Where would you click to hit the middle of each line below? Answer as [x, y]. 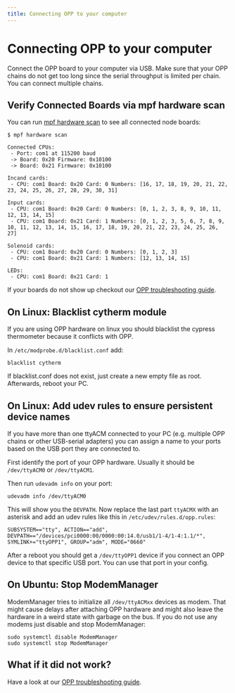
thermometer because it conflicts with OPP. [70, 337]
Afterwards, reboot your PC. [48, 384]
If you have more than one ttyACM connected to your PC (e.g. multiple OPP [116, 433]
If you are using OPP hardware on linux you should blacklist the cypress [111, 329]
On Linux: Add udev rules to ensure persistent [110, 406]
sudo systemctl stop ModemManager [58, 643]
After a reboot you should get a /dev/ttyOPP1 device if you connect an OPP [116, 555]
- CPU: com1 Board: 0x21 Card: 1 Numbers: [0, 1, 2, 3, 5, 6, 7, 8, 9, [118, 221]
